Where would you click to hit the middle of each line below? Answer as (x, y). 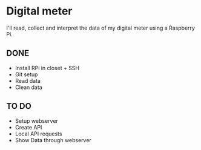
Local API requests (38, 134)
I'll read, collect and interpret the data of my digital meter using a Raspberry (101, 28)
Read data (28, 80)
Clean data (28, 87)
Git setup (26, 74)
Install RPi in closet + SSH (47, 68)
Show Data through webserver (53, 140)
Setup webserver (37, 121)
